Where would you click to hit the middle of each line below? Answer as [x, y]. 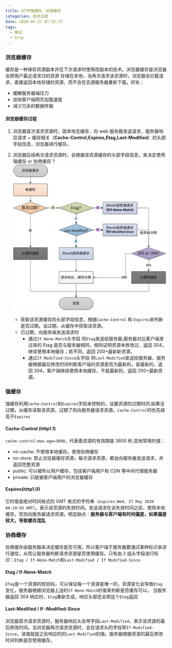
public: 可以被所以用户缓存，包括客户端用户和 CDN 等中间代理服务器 [85, 471]
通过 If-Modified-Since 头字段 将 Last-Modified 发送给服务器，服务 [97, 358]
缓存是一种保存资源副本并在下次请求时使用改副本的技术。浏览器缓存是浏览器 [86, 70]
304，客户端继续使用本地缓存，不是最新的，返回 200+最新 [96, 371]
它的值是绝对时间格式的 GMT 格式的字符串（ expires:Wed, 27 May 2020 [80, 501]
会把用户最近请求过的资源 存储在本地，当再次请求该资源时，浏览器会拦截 [82, 76]
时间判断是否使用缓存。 [30, 640]
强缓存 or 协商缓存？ [34, 161]
